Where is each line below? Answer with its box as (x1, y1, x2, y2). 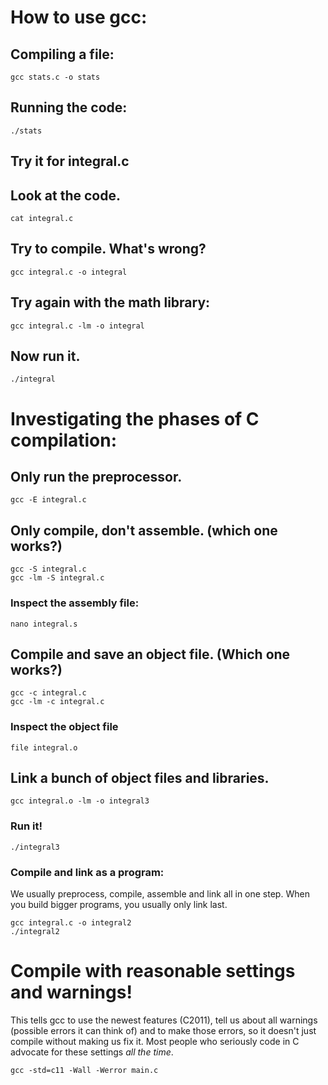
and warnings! (10, 981, 133, 1004)
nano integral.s (10, 619, 78, 629)
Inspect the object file (10, 720, 119, 734)
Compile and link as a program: (10, 865, 165, 879)
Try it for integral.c (10, 153, 130, 170)
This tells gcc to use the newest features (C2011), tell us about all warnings (10, 1014, 318, 1026)
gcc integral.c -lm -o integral (10, 321, 145, 331)
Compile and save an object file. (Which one (10, 646, 291, 663)
